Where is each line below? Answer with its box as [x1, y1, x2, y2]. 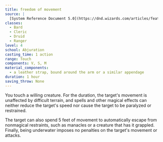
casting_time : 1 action [5, 52, 53, 57]
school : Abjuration [5, 47, 45, 52]
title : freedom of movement [5, 7, 62, 12]
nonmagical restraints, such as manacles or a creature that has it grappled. [5, 122, 155, 128]
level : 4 [5, 43, 23, 48]
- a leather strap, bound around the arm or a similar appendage [9, 70, 145, 75]
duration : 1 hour [5, 74, 40, 79]
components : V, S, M [5, 61, 47, 66]
